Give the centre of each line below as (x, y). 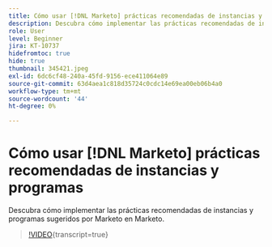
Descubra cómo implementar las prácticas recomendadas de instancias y (131, 211)
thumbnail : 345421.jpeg (49, 69)
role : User (27, 31)
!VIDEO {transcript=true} (68, 235)
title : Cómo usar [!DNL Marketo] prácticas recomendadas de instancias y (136, 16)
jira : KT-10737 (34, 46)
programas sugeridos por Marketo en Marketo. (86, 219)
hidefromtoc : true (39, 53)
